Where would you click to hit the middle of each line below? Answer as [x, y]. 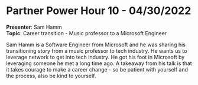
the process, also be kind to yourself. [51, 76]
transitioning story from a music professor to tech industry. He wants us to [97, 50]
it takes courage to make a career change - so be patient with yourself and [97, 69]
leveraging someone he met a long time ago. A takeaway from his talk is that [99, 63]
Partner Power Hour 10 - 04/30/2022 [99, 11]
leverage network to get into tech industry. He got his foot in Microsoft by [95, 57]
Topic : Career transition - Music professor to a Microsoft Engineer [87, 33]
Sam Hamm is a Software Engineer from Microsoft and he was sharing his [96, 45]
